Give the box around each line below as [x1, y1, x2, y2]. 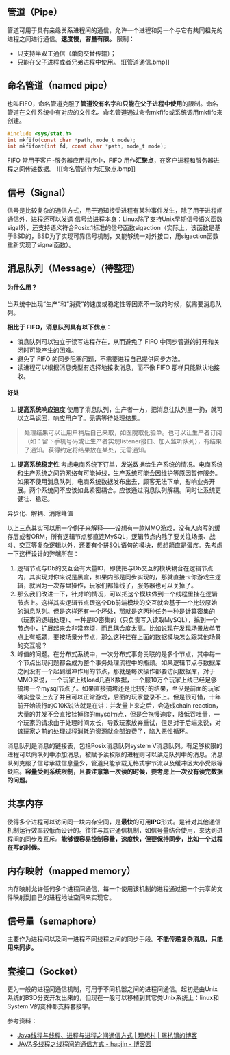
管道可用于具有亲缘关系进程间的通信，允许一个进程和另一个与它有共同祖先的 [7, 26, 223, 34]
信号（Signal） [7, 187, 71, 198]
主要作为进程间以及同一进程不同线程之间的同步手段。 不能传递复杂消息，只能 [7, 935, 223, 943]
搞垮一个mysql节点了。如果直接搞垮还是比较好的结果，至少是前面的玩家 [16, 684, 220, 692]
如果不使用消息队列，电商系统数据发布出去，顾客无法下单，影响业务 [16, 477, 209, 485]
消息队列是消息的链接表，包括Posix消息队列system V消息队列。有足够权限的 [7, 741, 222, 750]
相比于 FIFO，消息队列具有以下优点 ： [7, 323, 112, 331]
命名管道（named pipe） [7, 80, 113, 91]
